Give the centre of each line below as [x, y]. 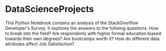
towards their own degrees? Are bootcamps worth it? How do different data [83, 39]
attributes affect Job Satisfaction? [40, 44]
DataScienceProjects [50, 9]
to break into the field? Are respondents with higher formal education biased [83, 33]
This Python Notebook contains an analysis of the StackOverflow [72, 23]
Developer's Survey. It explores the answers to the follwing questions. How [82, 28]
